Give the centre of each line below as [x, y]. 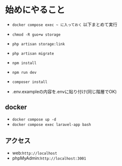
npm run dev [24, 72]
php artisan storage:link [38, 44]
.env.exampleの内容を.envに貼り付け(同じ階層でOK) [64, 91]
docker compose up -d [34, 119]
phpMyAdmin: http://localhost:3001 [49, 158]
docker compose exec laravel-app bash [51, 124]
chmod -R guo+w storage [36, 35]
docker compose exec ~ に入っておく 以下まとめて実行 [65, 24]
